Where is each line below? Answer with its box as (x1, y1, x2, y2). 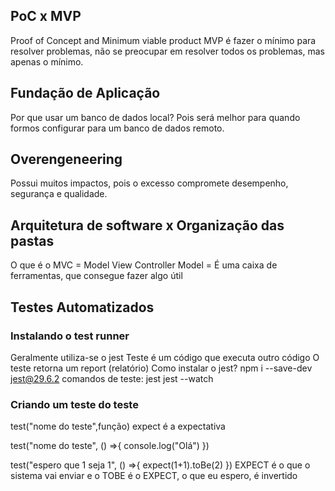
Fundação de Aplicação (10, 85, 161, 102)
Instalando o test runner (10, 329, 130, 343)
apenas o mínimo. (10, 55, 84, 68)
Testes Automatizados (10, 299, 155, 316)
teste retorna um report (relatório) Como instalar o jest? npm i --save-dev (10, 362, 313, 374)
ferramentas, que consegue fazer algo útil (10, 270, 183, 282)
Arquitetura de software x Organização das (10, 217, 285, 234)
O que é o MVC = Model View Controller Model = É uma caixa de (10, 259, 278, 271)
